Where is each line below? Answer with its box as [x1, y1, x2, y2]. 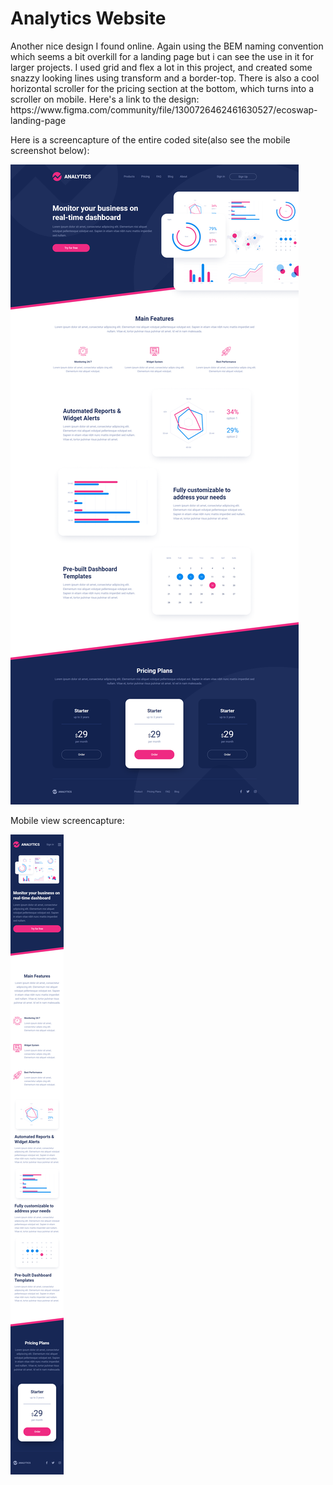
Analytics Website [10, 7, 167, 30]
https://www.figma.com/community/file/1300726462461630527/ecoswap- [10, 103, 318, 116]
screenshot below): [10, 144, 90, 156]
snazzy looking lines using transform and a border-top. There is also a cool [10, 72, 320, 84]
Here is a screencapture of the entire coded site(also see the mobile [10, 133, 291, 146]
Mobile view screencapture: [10, 814, 125, 826]
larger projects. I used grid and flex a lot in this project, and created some [10, 61, 313, 73]
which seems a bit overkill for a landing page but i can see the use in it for [10, 50, 315, 62]
